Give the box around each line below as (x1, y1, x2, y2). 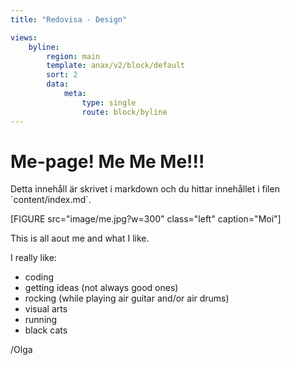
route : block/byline (81, 107, 168, 117)
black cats (24, 324, 68, 336)
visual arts (24, 303, 68, 315)
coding (24, 271, 55, 283)
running (24, 314, 58, 326)
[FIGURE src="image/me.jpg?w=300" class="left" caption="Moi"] (10, 213, 282, 225)
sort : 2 (46, 70, 78, 80)
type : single (81, 97, 137, 108)
